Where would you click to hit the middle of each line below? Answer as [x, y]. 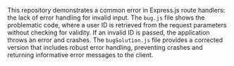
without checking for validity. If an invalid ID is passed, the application [109, 32]
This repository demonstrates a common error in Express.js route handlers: [116, 10]
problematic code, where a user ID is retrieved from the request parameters [117, 25]
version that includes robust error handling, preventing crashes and [105, 47]
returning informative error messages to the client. [80, 55]
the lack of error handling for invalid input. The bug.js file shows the [106, 18]
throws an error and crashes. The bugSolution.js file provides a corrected [115, 40]
